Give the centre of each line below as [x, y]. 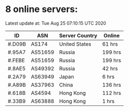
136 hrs [112, 85]
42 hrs [110, 68]
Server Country [78, 35]
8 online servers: [41, 9]
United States [75, 44]
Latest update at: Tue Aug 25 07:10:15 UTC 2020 [56, 23]
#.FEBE [16, 60]
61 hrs [110, 44]
